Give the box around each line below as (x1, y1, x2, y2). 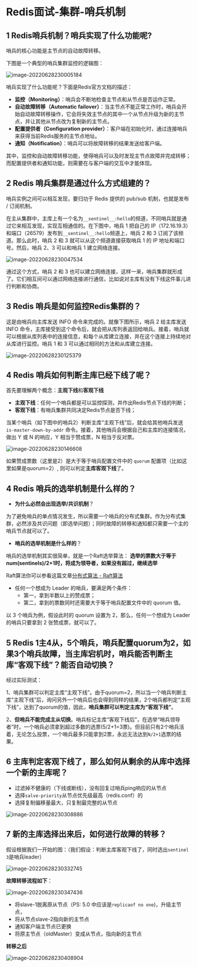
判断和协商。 (11, 282, 42, 290)
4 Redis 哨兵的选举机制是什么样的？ (6, 483, 136, 493)
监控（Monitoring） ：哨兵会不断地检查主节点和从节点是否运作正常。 (14, 96, 179, 103)
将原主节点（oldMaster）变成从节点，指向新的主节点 (14, 930, 142, 937)
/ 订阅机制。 (6, 202, 35, 209)
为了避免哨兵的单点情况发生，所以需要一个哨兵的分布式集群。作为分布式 (6, 513, 181, 520)
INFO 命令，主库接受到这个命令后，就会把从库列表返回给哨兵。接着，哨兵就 (6, 325, 189, 332)
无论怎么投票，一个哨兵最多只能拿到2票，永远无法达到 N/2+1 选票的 (16, 731, 177, 738)
